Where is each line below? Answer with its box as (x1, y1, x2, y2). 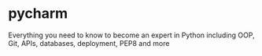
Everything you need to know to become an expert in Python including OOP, (8, 30, 255, 40)
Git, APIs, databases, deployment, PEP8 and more (8, 38, 170, 47)
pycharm (8, 5, 68, 23)
